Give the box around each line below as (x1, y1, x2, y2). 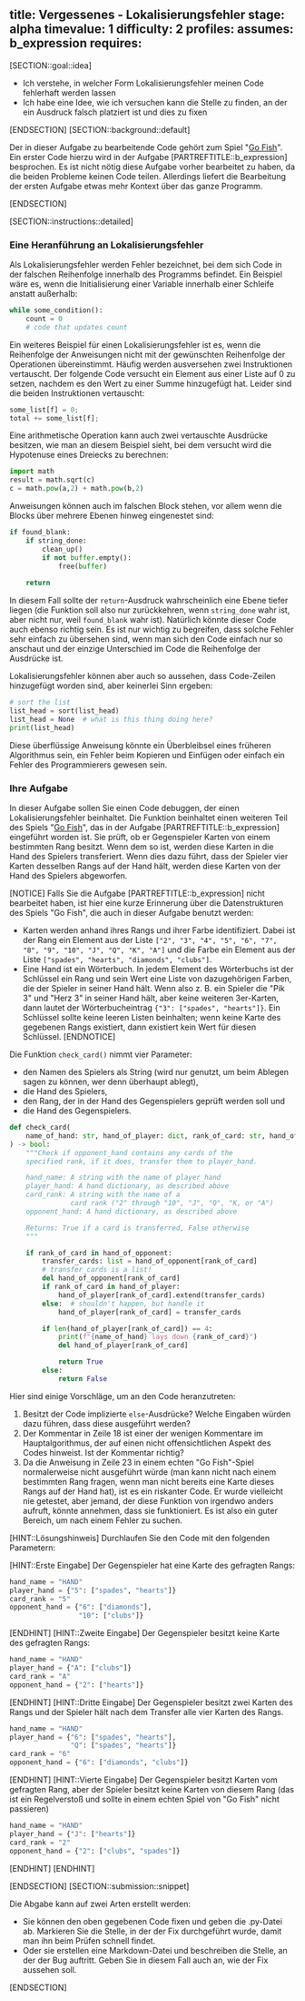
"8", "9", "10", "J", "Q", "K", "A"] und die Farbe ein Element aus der (22, 944, 296, 955)
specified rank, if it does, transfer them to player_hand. (25, 1156, 258, 1166)
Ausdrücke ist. (9, 653, 64, 664)
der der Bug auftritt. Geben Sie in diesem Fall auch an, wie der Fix (22, 1955, 269, 1965)
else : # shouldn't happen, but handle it (42, 1299, 205, 1308)
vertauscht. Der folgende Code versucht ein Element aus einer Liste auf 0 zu (9, 368, 296, 379)
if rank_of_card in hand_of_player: (42, 1283, 181, 1292)
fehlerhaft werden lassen (22, 86, 116, 98)
